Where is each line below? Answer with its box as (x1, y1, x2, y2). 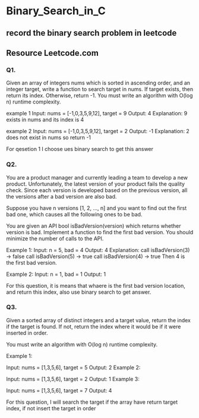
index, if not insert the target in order (6, 404, 96, 411)
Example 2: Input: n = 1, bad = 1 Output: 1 (6, 271, 106, 278)
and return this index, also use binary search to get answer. (6, 288, 151, 296)
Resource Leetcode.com (6, 48, 99, 58)
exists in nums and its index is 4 (6, 116, 84, 123)
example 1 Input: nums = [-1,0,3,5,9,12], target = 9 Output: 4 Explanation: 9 (6, 110, 188, 117)
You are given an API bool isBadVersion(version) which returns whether (6, 222, 181, 230)
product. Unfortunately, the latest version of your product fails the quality (6, 180, 185, 187)
